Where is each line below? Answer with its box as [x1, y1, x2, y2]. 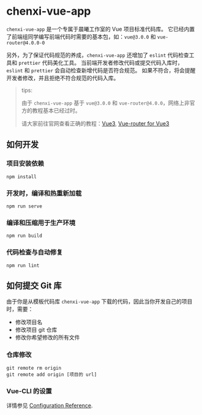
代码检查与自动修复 [6, 248, 63, 256]
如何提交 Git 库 [6, 280, 62, 291]
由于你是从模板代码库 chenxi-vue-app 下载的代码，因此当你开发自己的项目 [6, 298, 193, 305]
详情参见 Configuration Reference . [6, 402, 93, 409]
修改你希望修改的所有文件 [15, 334, 80, 341]
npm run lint [6, 262, 40, 269]
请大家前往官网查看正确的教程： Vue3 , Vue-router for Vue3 [21, 119, 170, 127]
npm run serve [6, 203, 43, 209]
